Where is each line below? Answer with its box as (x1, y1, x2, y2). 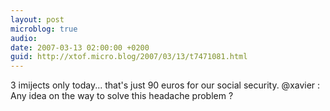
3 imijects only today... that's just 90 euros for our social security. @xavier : (10, 79, 321, 91)
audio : (10, 33, 38, 43)
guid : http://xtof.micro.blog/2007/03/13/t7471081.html (10, 52, 248, 62)
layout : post (10, 14, 65, 25)
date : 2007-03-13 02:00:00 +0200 (10, 42, 150, 53)
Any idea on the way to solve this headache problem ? (10, 90, 234, 102)
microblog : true (10, 24, 78, 34)
